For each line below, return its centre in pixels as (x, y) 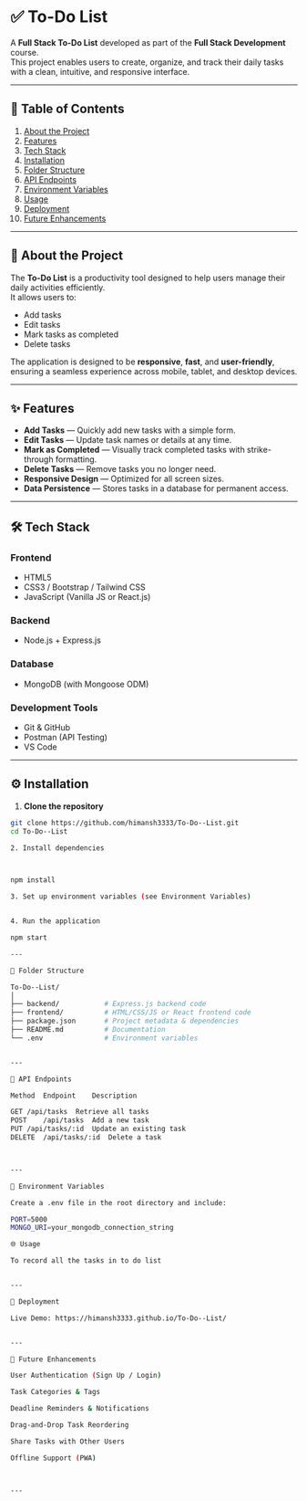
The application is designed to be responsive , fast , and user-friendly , (143, 362)
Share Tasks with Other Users (68, 1441)
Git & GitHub (47, 727)
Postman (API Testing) (66, 737)
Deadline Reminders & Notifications (80, 1409)
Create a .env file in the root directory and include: (118, 1202)
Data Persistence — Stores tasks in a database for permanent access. (156, 488)
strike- (259, 450)
